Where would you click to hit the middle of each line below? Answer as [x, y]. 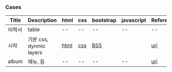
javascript [134, 20]
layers [35, 53]
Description [42, 20]
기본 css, [38, 39]
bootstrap [104, 20]
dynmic [37, 46]
